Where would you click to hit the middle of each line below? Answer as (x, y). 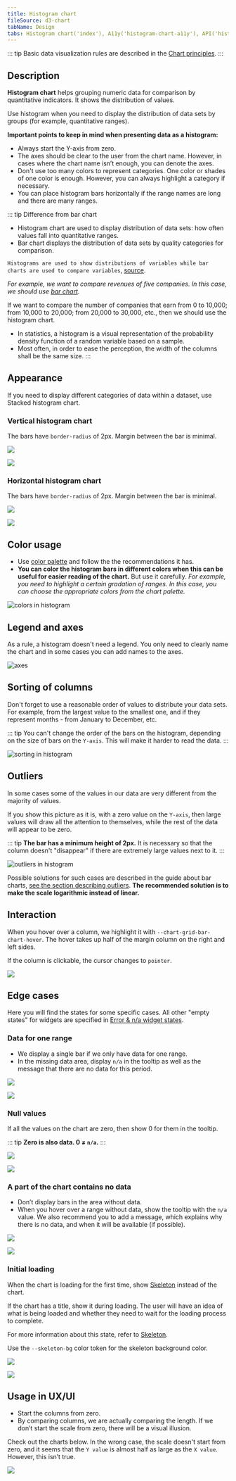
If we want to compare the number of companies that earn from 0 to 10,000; (118, 305)
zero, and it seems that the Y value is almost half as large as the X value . (112, 1449)
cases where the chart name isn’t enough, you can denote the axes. (116, 163)
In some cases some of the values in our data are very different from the (112, 793)
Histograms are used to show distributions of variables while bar (108, 264)
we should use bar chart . (44, 291)
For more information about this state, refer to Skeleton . (88, 1334)
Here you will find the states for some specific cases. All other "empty (109, 1013)
